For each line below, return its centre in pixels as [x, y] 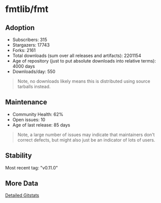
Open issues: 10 [29, 119]
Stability [18, 156]
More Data [22, 183]
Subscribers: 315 [30, 39]
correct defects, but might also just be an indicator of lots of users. [86, 140]
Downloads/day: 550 [34, 71]
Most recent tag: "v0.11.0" [32, 167]
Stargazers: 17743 [31, 45]
